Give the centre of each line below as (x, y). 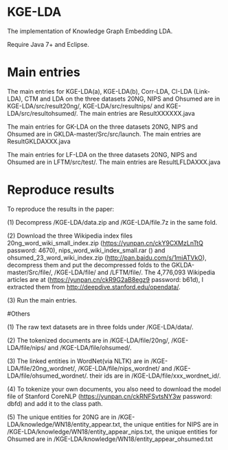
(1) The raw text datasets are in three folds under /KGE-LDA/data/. (100, 327)
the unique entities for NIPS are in (171, 424)
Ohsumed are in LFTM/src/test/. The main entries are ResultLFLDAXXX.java (114, 162)
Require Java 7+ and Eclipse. (48, 44)
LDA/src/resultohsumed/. (43, 113)
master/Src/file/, (30, 272)
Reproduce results (61, 190)
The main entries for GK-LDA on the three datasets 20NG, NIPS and (102, 126)
